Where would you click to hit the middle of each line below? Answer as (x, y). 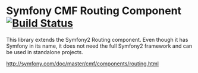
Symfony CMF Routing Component (94, 11)
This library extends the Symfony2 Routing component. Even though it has (97, 39)
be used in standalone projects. (45, 52)
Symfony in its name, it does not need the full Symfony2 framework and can (99, 46)
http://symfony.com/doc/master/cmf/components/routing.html (83, 64)
